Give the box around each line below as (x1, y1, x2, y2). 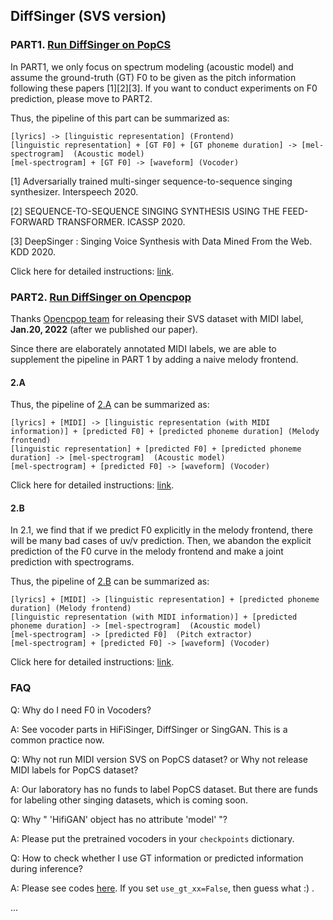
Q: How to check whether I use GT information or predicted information (10, 852, 304, 864)
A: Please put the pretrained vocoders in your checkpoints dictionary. (10, 832, 295, 844)
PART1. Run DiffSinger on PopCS (10, 38, 172, 52)
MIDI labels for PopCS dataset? (10, 764, 139, 776)
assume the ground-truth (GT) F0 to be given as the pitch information (10, 71, 297, 83)
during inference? (10, 862, 83, 874)
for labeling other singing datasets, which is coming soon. (10, 794, 249, 806)
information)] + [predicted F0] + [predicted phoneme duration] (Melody (10, 427, 320, 437)
